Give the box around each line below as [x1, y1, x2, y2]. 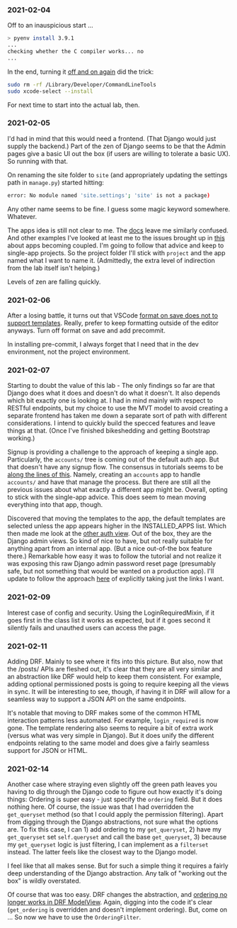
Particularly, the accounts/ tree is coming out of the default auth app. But [7, 455, 219, 464]
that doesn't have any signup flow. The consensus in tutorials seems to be [7, 463, 224, 471]
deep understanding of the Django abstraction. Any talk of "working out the [7, 869, 228, 878]
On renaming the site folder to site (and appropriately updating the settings [7, 170, 228, 179]
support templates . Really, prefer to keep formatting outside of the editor [7, 319, 219, 328]
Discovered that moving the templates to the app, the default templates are [7, 514, 226, 522]
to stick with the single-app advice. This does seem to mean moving [7, 493, 207, 501]
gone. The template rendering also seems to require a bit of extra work [7, 723, 214, 732]
